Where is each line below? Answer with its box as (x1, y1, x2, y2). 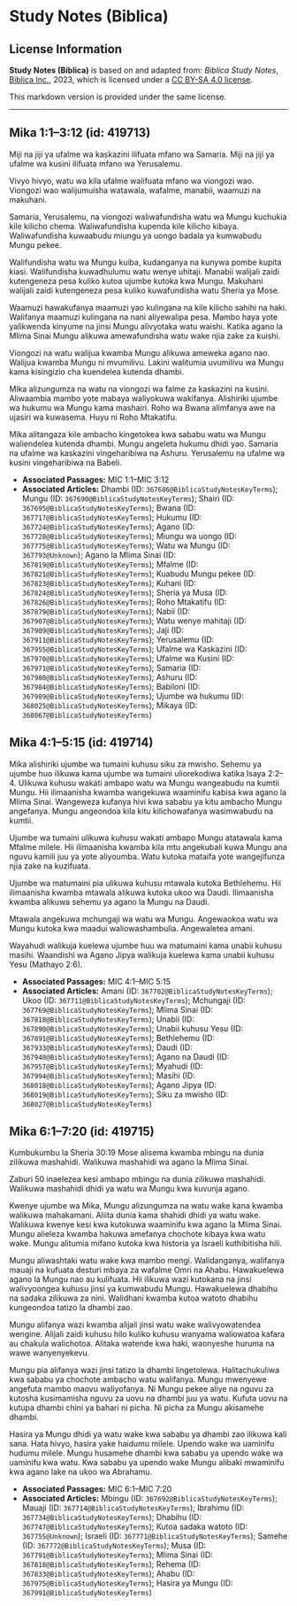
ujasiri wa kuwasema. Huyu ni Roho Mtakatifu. (9, 412, 178, 422)
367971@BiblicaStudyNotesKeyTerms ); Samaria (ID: (21, 662, 202, 673)
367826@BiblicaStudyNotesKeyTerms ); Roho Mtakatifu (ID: (21, 596, 227, 607)
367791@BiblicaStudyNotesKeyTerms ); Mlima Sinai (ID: (21, 1549, 214, 1560)
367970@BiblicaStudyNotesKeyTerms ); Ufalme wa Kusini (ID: (21, 652, 235, 663)
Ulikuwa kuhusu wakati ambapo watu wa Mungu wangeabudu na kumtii (18, 777, 280, 788)
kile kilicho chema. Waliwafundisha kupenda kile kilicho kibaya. (9, 220, 240, 231)
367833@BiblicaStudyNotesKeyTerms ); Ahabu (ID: (21, 1569, 195, 1579)
